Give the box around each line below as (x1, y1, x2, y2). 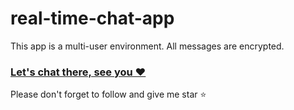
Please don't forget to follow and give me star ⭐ (10, 88, 207, 101)
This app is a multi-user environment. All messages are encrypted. (10, 40, 285, 52)
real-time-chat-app (10, 7, 175, 30)
